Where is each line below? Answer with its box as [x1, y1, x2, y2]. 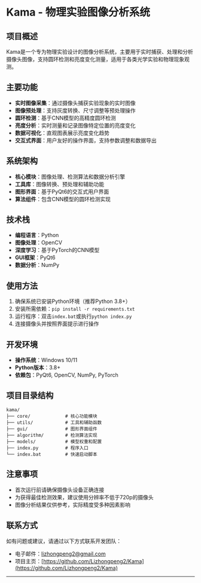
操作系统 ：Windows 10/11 [14, 357, 78, 364]
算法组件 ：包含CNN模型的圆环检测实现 [14, 195, 111, 202]
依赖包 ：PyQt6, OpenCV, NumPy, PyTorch [14, 372, 118, 379]
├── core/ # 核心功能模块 [6, 413, 98, 419]
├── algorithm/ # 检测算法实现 [6, 432, 98, 438]
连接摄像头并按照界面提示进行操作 [14, 320, 99, 327]
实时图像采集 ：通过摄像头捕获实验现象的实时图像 [14, 99, 136, 107]
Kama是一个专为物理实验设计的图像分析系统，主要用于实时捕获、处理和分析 [6, 48, 193, 55]
